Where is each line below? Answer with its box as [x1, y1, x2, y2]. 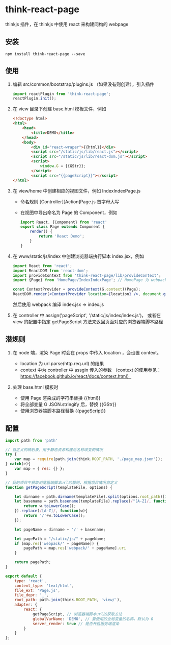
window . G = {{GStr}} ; [40, 163, 86, 169]
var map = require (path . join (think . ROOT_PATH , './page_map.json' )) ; [14, 457, 163, 462]
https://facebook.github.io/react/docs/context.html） [20, 373, 131, 379]
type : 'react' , [14, 578, 47, 583]
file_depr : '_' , [14, 592, 49, 598]
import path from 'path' [5, 438, 58, 443]
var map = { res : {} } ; [14, 466, 65, 471]
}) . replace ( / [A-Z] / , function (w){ [14, 508, 88, 514]
